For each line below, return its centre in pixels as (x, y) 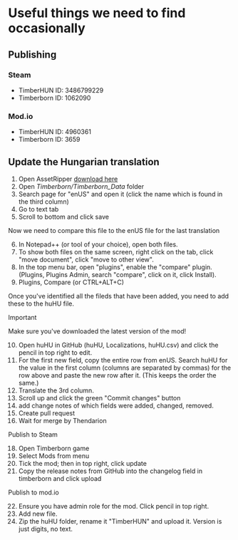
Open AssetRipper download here (68, 179)
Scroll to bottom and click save (64, 217)
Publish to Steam (33, 434)
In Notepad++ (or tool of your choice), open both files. (98, 244)
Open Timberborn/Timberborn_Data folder (81, 186)
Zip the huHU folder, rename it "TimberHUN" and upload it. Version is (120, 521)
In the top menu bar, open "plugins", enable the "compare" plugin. (115, 267)
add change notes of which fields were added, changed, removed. (116, 405)
